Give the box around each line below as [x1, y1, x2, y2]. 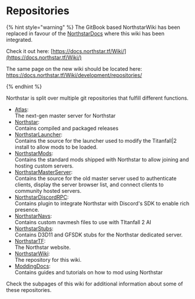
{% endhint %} [6, 83, 42, 90]
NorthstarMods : [14, 149, 54, 157]
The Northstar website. [14, 244, 71, 251]
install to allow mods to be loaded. [14, 143, 98, 150]
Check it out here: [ [6, 47, 53, 54]
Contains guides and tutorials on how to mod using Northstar [14, 268, 163, 275]
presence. [14, 206, 39, 213]
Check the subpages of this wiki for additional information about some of [6, 280, 184, 287]
